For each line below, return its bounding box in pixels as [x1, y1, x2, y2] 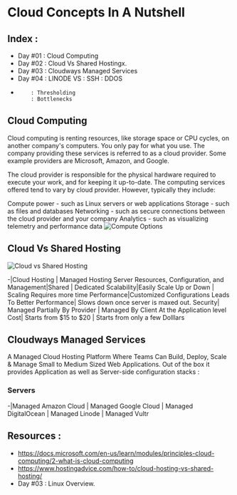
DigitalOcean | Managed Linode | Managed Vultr [7, 409, 149, 417]
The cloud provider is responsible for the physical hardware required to [7, 170, 216, 179]
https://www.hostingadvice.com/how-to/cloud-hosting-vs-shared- [17, 464, 214, 472]
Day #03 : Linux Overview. [17, 479, 95, 488]
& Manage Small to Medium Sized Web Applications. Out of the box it [7, 360, 210, 369]
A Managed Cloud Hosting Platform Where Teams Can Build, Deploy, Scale [7, 353, 227, 361]
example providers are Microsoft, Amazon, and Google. [7, 156, 169, 165]
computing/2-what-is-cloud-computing [17, 457, 134, 465]
